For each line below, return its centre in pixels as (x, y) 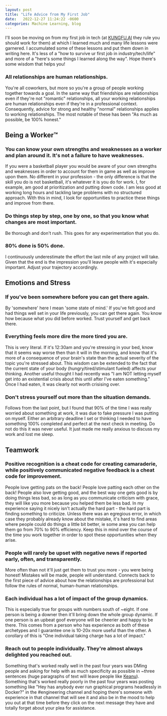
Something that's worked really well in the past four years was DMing (76, 665)
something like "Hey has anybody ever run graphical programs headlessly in (83, 687)
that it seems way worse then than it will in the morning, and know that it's (81, 353)
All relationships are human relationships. (57, 77)
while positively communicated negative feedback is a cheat (80, 470)
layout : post (19, 10)
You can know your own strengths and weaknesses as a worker (83, 149)
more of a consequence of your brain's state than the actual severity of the (82, 358)
